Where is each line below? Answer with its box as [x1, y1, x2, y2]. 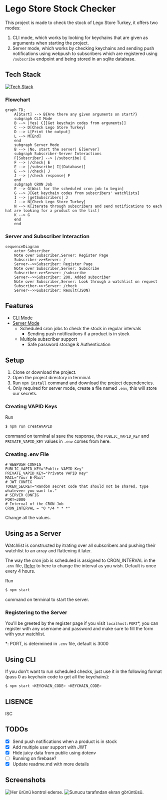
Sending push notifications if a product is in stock [27, 331, 130, 337]
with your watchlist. [5, 631, 45, 637]
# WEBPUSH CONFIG [5, 462, 41, 467]
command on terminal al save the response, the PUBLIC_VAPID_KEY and [5, 433, 149, 439]
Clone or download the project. [12, 369, 76, 375]
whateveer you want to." [5, 488, 57, 493]
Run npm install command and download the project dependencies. [12, 380, 154, 386]
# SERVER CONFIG [5, 493, 39, 498]
